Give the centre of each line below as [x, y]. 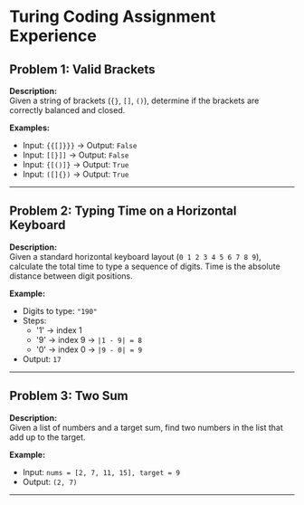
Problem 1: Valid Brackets [82, 69]
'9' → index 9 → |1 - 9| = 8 [89, 339]
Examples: [29, 128]
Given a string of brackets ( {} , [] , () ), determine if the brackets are [134, 100]
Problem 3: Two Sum [69, 396]
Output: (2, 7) [50, 481]
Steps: [34, 320]
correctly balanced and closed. [67, 110]
